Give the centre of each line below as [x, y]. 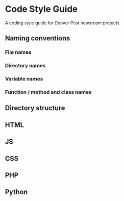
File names [18, 52]
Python [16, 192]
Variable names [24, 79]
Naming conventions [37, 38]
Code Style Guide [41, 9]
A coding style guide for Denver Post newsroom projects [62, 23]
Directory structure [35, 108]
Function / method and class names [49, 92]
